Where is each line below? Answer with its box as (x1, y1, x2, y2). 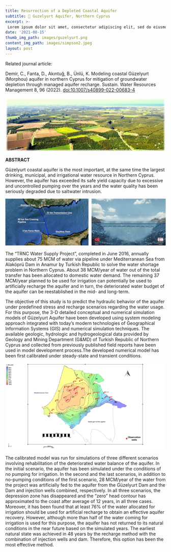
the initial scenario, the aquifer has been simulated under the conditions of (5, 466, 161, 472)
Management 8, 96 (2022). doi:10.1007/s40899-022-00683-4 (5, 87, 135, 93)
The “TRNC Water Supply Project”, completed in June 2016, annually (5, 251, 149, 257)
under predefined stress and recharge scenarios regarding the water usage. (5, 304, 165, 310)
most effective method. (5, 542, 54, 548)
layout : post (5, 46, 33, 51)
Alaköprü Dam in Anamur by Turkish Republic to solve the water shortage (5, 261, 159, 268)
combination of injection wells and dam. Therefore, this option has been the (5, 536, 164, 542)
